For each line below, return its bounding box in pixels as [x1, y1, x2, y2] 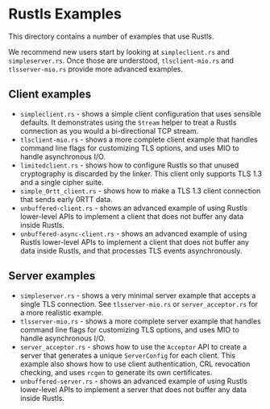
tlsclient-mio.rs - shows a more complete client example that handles [19, 134, 258, 144]
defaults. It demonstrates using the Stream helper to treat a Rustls [19, 118, 237, 127]
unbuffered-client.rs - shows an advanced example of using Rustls [19, 203, 248, 213]
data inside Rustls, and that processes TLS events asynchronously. [19, 246, 243, 255]
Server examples [8, 269, 96, 283]
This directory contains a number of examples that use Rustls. [8, 31, 214, 41]
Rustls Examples [8, 5, 123, 23]
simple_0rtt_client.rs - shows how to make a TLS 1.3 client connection [19, 186, 261, 196]
